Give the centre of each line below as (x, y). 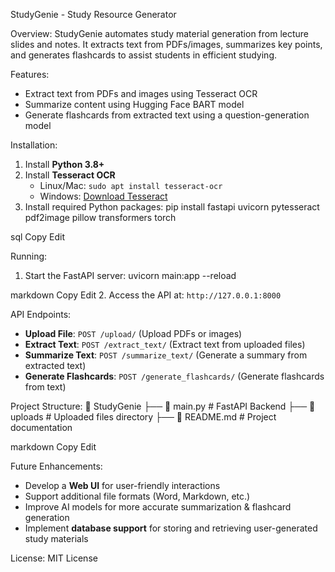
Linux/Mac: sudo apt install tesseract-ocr (131, 185)
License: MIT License (54, 558)
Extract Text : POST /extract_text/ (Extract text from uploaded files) (165, 344)
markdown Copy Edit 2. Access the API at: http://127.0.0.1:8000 (146, 295)
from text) (45, 387)
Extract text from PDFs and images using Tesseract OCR (141, 93)
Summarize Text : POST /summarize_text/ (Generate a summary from (166, 355)
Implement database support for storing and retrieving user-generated (171, 528)
